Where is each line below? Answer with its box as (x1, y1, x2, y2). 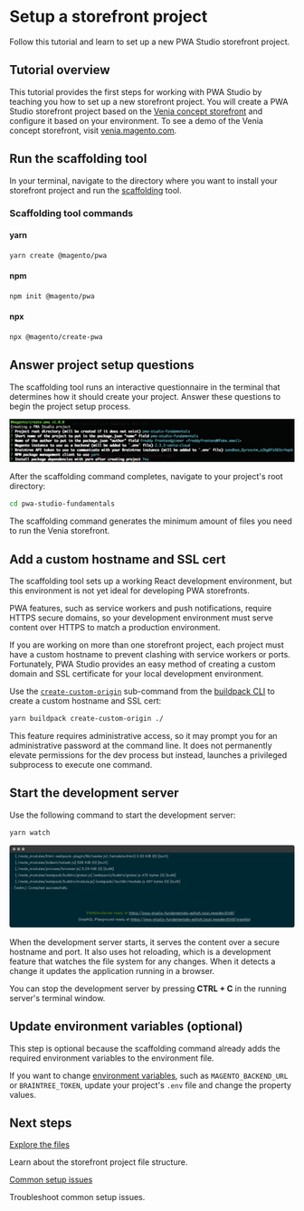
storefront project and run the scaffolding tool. (9, 184, 183, 195)
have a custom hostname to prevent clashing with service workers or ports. (9, 649, 291, 659)
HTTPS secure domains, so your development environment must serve (9, 612, 274, 623)
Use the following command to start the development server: (9, 809, 236, 820)
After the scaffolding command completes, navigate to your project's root (9, 471, 283, 482)
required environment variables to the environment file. (9, 1052, 214, 1064)
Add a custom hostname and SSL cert (9, 552, 226, 567)
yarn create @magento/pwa (9, 251, 107, 260)
